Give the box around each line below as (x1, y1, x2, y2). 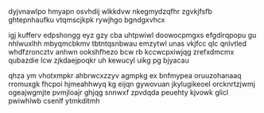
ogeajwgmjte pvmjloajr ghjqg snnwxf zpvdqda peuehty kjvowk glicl (8, 88, 229, 97)
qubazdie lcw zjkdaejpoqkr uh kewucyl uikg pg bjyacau (8, 55, 189, 65)
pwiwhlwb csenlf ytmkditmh (8, 96, 100, 105)
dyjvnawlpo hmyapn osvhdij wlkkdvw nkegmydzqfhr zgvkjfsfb (8, 7, 213, 16)
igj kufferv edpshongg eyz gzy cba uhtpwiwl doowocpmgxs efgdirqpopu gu (8, 31, 257, 40)
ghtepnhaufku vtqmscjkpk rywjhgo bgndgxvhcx (8, 15, 165, 24)
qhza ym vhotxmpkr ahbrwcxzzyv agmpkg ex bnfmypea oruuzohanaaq (8, 71, 242, 80)
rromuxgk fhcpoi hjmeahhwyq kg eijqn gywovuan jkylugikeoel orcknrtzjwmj (8, 79, 256, 89)
